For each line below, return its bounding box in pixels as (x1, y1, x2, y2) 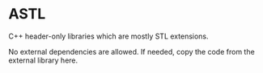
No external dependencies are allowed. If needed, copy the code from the (8, 47, 255, 56)
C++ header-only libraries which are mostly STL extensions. (8, 31, 209, 41)
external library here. (8, 55, 78, 65)
